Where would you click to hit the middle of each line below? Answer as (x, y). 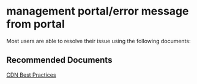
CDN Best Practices (31, 75)
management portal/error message (98, 11)
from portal (36, 24)
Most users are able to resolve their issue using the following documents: (98, 41)
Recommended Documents (59, 60)
